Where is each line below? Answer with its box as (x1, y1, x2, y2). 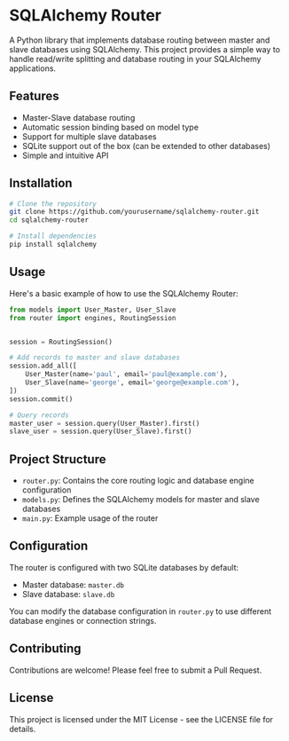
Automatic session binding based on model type (21, 122, 199, 132)
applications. (9, 63, 56, 74)
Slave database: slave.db (21, 588, 115, 599)
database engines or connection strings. (9, 615, 157, 626)
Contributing (9, 641, 82, 657)
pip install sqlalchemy (9, 240, 98, 249)
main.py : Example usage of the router (21, 513, 159, 524)
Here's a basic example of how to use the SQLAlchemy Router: (9, 288, 239, 298)
